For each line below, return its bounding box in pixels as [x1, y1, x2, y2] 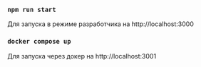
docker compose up [7, 37, 71, 46]
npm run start [7, 6, 56, 13]
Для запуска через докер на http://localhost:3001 [7, 51, 157, 60]
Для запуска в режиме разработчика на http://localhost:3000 [7, 20, 194, 28]
